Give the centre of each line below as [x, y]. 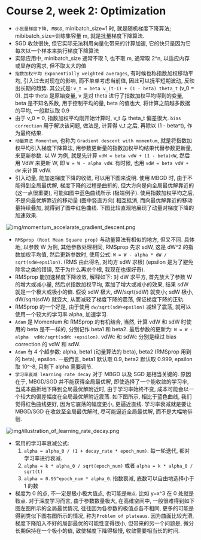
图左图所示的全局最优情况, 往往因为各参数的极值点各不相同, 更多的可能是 [104, 508]
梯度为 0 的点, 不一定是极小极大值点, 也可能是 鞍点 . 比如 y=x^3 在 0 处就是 [104, 493]
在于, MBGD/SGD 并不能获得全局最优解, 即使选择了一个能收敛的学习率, [102, 382]
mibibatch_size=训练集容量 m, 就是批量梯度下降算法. [80, 36]
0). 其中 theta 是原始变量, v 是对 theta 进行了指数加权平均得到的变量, [99, 95]
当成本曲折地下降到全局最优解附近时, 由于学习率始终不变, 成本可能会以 [102, 389]
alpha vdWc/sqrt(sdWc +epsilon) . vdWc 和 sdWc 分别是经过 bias [95, 337]
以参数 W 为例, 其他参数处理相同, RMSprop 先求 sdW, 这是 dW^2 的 [106, 247]
